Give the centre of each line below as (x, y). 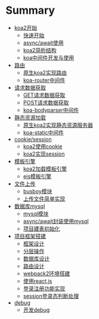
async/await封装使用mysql (56, 221)
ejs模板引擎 (37, 176)
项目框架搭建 (30, 236)
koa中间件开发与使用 (49, 57)
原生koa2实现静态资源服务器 (58, 125)
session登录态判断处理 (51, 296)
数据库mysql (30, 206)
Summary (30, 10)
